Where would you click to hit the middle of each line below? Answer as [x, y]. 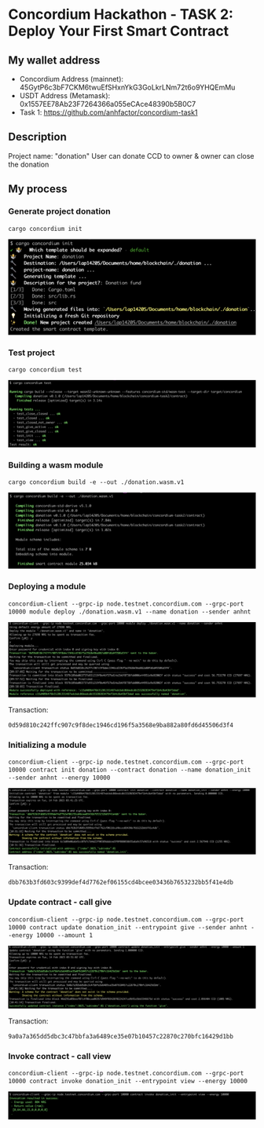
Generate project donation [60, 211]
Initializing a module [48, 745]
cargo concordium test [45, 370]
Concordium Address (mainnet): [71, 79]
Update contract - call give [60, 903]
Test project [31, 353]
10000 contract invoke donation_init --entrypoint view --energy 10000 [128, 1082]
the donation [29, 164]
